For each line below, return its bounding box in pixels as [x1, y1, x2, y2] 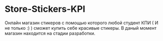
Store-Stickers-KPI [4, 3, 85, 15]
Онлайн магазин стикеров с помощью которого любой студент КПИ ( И [4, 20, 158, 26]
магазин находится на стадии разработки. [4, 30, 95, 36]
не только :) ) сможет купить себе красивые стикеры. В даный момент [4, 25, 157, 31]
